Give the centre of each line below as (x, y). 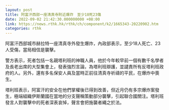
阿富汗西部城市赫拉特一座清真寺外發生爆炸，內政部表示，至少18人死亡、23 (83, 44)
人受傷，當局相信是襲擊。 (32, 50)
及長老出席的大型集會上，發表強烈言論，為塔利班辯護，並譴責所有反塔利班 (82, 67)
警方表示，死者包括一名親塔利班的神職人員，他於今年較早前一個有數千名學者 (84, 60)
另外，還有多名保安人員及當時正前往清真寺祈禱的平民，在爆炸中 (89, 73)
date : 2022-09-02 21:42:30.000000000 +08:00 (53, 19)
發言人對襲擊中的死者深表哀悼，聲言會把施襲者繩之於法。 (65, 102)
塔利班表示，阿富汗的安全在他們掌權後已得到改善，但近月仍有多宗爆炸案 (80, 90)
